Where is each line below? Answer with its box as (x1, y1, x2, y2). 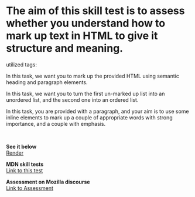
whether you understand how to (6, 16, 166, 30)
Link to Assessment (6, 184, 54, 192)
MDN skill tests (6, 161, 44, 168)
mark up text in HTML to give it (6, 29, 158, 42)
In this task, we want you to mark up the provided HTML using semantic (6, 72, 180, 79)
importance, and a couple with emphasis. (6, 120, 106, 127)
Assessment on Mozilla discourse (6, 178, 90, 185)
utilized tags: (6, 61, 37, 68)
